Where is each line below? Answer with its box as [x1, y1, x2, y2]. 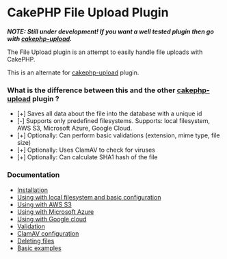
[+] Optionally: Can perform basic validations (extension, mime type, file [16, 131, 220, 139]
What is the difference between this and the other [7, 85, 176, 95]
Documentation [7, 170, 60, 180]
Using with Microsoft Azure [16, 207, 94, 216]
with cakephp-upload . [7, 34, 72, 42]
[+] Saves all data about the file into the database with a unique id [16, 109, 202, 118]
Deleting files [16, 236, 55, 245]
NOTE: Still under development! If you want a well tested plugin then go [7, 27, 214, 36]
